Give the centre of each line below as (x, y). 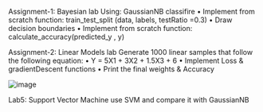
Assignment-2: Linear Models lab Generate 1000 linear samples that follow (131, 52)
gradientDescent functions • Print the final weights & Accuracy (112, 69)
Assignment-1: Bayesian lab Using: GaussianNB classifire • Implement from (131, 12)
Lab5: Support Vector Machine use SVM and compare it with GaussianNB (129, 100)
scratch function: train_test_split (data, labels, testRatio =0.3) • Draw (120, 20)
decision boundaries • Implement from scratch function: (100, 28)
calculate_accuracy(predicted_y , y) (67, 37)
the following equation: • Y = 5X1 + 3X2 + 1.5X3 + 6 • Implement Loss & (126, 60)
